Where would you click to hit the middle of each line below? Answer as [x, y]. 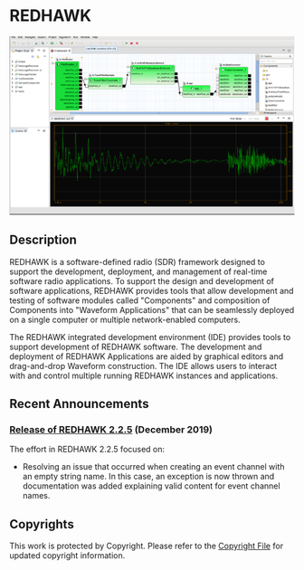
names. [36, 496]
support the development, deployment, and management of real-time [138, 271]
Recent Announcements [79, 404]
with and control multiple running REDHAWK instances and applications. [144, 375]
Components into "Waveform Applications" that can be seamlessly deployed [152, 309]
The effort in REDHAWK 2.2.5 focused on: [87, 450]
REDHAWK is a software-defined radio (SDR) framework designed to [137, 261]
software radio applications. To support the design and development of [142, 280]
